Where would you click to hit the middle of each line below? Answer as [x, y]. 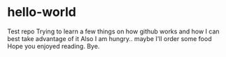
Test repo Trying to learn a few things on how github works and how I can [113, 31]
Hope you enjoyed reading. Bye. [54, 46]
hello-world [42, 12]
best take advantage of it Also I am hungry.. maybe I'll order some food [110, 38]
